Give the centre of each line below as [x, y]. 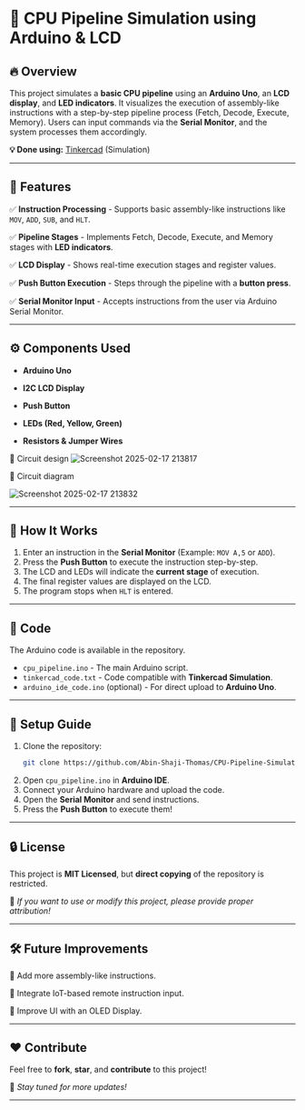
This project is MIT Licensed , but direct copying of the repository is [137, 874]
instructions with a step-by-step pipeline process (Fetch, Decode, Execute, [149, 112]
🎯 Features [40, 187]
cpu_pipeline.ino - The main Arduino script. [105, 668]
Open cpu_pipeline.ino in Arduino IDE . [96, 780]
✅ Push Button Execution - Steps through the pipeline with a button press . [150, 283]
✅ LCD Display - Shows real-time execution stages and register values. [143, 265]
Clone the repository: [62, 746]
